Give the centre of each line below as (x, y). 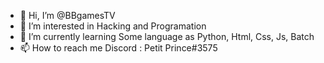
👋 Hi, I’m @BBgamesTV (67, 15)
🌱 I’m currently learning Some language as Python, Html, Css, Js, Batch (167, 36)
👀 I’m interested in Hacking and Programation (113, 26)
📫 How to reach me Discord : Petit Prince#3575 (118, 48)
